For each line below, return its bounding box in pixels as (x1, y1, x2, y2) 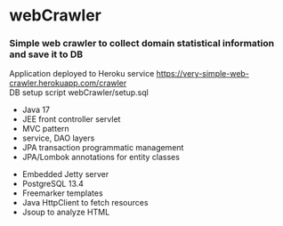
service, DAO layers (21, 133, 95, 143)
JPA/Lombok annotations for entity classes (21, 152, 181, 163)
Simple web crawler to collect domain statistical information (9, 37, 274, 50)
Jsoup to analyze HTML (21, 206, 110, 218)
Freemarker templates (21, 188, 104, 198)
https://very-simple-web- (156, 69, 249, 79)
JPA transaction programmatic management (21, 142, 184, 153)
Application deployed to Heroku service (9, 69, 155, 79)
